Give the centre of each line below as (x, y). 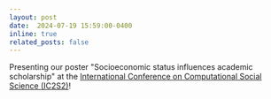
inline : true (33, 34)
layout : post (33, 17)
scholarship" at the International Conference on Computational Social (135, 77)
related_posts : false (49, 42)
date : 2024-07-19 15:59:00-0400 (71, 26)
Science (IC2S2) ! (40, 86)
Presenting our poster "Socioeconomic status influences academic (132, 67)
